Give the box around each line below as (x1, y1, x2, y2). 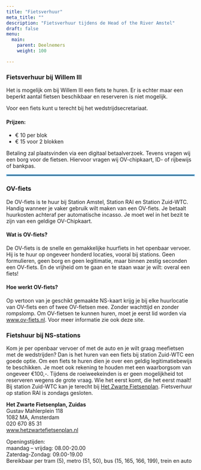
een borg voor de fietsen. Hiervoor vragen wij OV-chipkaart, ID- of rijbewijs (6, 156, 191, 163)
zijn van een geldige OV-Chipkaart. (6, 217, 93, 224)
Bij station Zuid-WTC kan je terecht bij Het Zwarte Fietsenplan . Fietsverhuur (6, 383, 193, 390)
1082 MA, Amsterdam (6, 414, 60, 421)
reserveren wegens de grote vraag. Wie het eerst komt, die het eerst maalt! (6, 376, 191, 384)
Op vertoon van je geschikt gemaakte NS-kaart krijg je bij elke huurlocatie (6, 297, 188, 304)
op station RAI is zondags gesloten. (6, 390, 93, 397)
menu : (6, 31, 20, 37)
